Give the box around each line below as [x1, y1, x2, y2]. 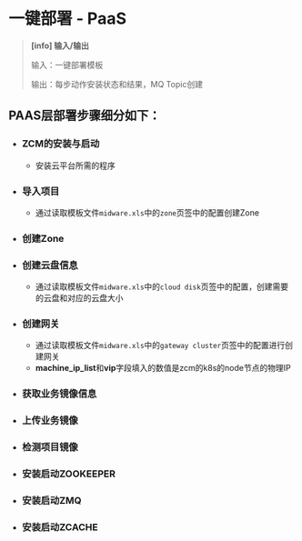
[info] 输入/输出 [30, 40, 90, 51]
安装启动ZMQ [21, 495, 83, 507]
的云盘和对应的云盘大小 [35, 293, 124, 304]
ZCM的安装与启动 [21, 137, 100, 150]
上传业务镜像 [21, 415, 78, 427]
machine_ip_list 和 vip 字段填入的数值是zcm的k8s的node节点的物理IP [35, 363, 292, 374]
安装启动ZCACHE [21, 520, 98, 533]
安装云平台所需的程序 [35, 160, 116, 171]
